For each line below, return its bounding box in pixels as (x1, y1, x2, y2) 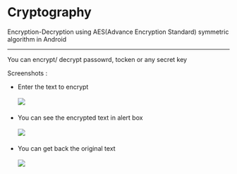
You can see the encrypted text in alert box (17, 113, 143, 122)
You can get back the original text (17, 144, 116, 152)
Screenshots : (7, 68, 48, 77)
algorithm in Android (7, 35, 67, 43)
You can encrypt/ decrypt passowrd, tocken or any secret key (7, 55, 188, 63)
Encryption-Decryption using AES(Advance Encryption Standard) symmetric (7, 27, 229, 36)
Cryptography (7, 4, 92, 20)
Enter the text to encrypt (17, 82, 89, 91)
